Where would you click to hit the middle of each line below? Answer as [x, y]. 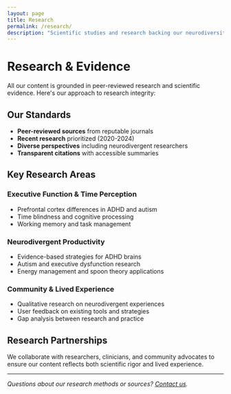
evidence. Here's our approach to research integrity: [81, 93]
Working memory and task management [74, 223]
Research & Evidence [69, 67]
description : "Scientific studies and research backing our [95, 33]
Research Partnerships [57, 340]
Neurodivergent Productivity [56, 241]
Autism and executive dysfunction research [79, 264]
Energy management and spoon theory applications [90, 271]
